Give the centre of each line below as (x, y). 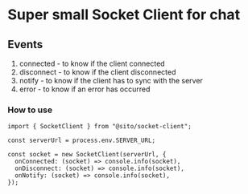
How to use (30, 110)
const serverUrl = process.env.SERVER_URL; (82, 141)
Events (25, 44)
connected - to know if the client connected (92, 63)
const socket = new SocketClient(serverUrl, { (87, 155)
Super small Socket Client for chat (124, 15)
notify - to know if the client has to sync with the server (111, 81)
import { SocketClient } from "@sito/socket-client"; (100, 127)
